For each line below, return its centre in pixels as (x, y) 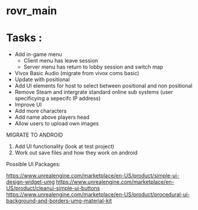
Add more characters (41, 111)
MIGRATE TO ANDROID (35, 135)
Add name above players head (52, 117)
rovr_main (32, 11)
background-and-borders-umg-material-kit (59, 201)
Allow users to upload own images (57, 124)
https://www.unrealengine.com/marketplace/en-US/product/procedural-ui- (98, 195)
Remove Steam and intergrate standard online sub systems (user (94, 92)
